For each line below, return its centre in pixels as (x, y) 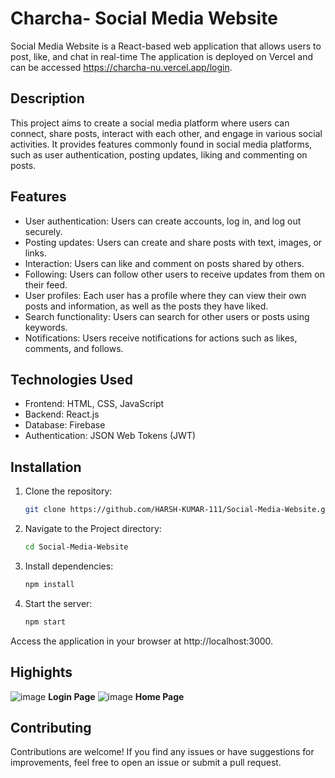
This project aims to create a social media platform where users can (150, 123)
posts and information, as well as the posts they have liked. (146, 306)
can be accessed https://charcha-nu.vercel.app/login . (121, 67)
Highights (41, 672)
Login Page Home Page (116, 696)
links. (35, 253)
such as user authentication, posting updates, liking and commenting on (159, 154)
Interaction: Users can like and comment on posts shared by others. (164, 263)
